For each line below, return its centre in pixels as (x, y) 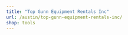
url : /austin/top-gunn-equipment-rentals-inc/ (64, 17)
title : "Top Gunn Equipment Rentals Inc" (58, 12)
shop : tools (21, 23)
